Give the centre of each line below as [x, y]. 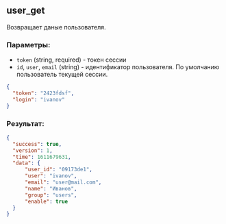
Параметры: [28, 45]
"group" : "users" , [51, 195]
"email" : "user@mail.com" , [63, 183]
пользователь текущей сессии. [62, 75]
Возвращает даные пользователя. [56, 27]
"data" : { [26, 163]
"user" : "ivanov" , [51, 176]
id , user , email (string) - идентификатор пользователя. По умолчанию [118, 67]
